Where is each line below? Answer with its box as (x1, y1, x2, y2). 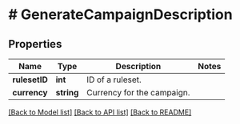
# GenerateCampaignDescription (8, 6, 234, 24)
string (55, 87, 79, 98)
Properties (8, 37, 62, 51)
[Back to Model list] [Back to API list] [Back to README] (8, 107, 192, 117)
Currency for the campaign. (86, 87, 190, 98)
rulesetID (12, 74, 48, 85)
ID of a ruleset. (86, 74, 142, 85)
